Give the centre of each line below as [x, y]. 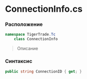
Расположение [24, 25]
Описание [27, 49]
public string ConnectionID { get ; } [43, 71]
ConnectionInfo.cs [44, 9]
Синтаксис [19, 61]
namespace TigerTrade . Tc [30, 35]
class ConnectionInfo [36, 39]
